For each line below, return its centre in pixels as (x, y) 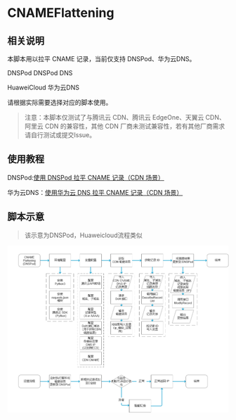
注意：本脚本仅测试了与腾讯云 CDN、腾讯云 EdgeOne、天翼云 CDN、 (125, 117)
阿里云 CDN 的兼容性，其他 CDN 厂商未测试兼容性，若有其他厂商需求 (125, 126)
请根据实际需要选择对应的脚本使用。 (60, 102)
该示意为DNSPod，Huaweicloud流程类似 (83, 235)
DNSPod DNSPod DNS (40, 73)
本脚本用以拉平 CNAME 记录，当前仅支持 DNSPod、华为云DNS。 (101, 59)
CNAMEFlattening (61, 13)
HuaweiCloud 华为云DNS (43, 87)
